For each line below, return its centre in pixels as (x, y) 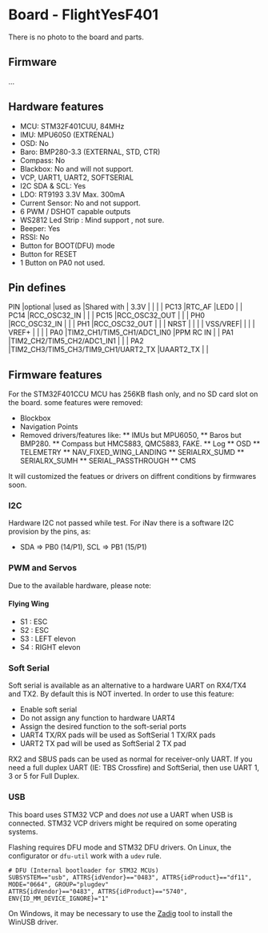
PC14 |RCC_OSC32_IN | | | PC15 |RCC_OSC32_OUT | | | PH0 (107, 315)
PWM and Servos (43, 568)
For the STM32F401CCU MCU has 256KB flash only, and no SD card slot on (133, 394)
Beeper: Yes (40, 228)
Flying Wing (29, 604)
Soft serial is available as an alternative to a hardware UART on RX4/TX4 (127, 686)
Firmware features (55, 375)
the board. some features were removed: (76, 403)
